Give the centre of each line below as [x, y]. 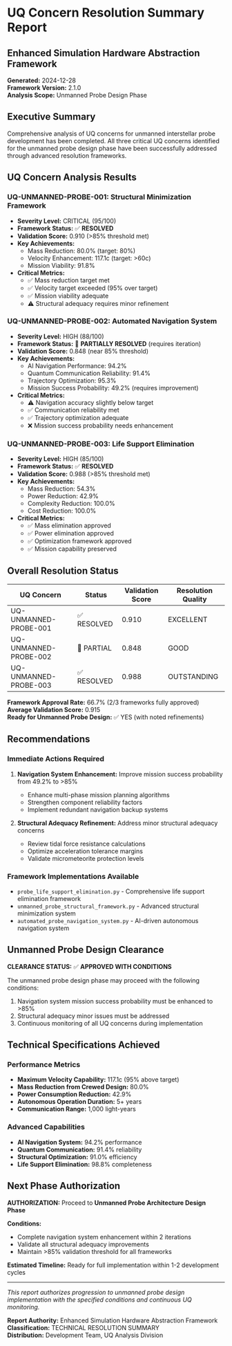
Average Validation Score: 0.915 [54, 709]
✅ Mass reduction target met [69, 280]
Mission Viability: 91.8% [61, 265]
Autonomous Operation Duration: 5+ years [79, 1102]
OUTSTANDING [193, 676]
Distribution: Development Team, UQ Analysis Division [85, 1335]
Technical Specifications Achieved [84, 1045]
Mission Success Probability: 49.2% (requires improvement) [113, 388]
